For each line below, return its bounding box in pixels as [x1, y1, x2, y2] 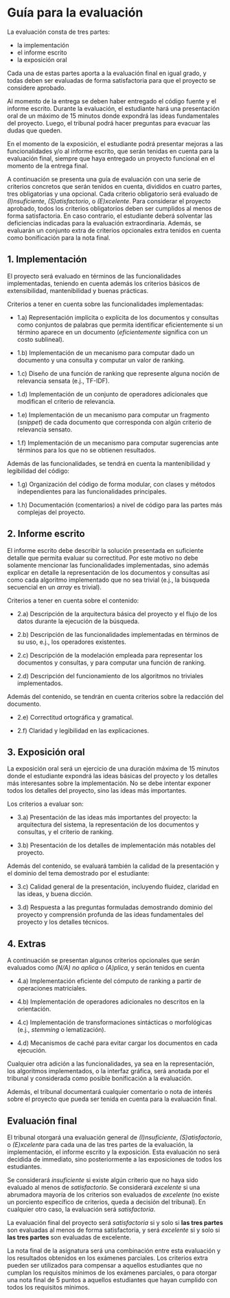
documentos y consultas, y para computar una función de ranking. [16, 658, 206, 667]
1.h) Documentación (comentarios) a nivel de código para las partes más [16, 500, 223, 509]
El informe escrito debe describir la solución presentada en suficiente [7, 546, 204, 554]
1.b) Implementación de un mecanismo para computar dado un [16, 348, 195, 356]
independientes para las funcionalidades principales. [16, 487, 167, 496]
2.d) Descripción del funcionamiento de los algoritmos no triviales [16, 671, 204, 680]
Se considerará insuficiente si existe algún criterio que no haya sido [7, 1176, 198, 1184]
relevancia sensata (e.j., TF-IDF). [16, 376, 110, 385]
